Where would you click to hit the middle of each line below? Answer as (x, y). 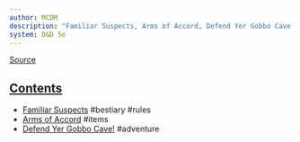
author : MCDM (34, 18)
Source (22, 60)
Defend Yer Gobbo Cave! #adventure (91, 129)
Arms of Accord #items (66, 120)
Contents (36, 88)
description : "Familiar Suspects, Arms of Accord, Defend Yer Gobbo (140, 26)
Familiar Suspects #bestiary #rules (86, 110)
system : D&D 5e (38, 34)
